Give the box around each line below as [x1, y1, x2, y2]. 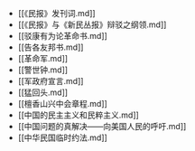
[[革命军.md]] [17, 53, 69, 63]
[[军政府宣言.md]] [17, 76, 84, 86]
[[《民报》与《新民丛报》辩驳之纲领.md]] [17, 19, 167, 30]
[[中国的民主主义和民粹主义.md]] [17, 109, 140, 120]
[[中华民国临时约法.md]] [17, 132, 108, 143]
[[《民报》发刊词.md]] [17, 8, 97, 18]
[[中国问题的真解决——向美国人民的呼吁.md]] [17, 121, 187, 131]
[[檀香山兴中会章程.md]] [17, 99, 108, 109]
